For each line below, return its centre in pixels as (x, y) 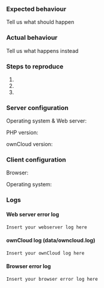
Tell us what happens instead (42, 51)
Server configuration (38, 108)
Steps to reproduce (35, 66)
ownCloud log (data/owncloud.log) (51, 241)
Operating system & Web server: (47, 121)
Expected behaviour (36, 9)
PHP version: (22, 133)
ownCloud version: (29, 144)
